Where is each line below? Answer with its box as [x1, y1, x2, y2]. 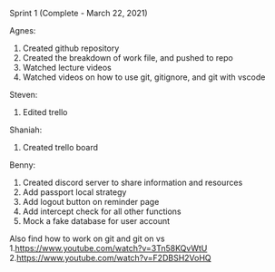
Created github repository [22, 43, 120, 53]
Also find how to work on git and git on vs [9, 233, 165, 244]
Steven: [9, 90, 38, 100]
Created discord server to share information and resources [22, 177, 243, 188]
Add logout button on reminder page [22, 197, 160, 207]
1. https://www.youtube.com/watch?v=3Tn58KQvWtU [9, 243, 208, 253]
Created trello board [22, 142, 98, 152]
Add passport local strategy [22, 187, 127, 198]
